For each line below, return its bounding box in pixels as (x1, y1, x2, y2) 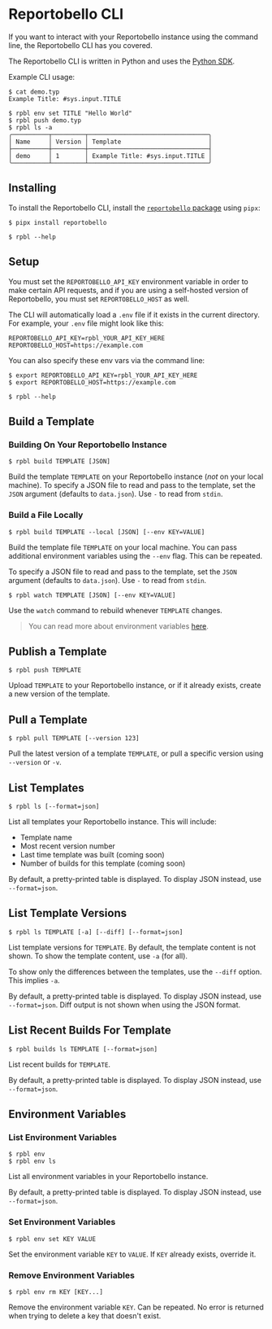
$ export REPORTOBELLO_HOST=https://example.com (8, 378, 176, 387)
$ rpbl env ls (8, 1157, 57, 1165)
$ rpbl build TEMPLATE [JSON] (8, 458, 111, 466)
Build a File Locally (8, 510, 84, 521)
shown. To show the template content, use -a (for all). (8, 950, 188, 961)
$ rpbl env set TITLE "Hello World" (8, 109, 132, 117)
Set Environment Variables (8, 1217, 116, 1228)
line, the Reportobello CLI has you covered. (8, 40, 153, 50)
